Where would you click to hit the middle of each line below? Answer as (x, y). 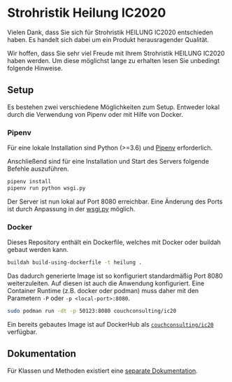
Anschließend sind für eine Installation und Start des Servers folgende (108, 162)
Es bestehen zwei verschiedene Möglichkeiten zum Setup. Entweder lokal (114, 107)
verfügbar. (22, 332)
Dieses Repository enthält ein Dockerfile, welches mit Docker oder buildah (114, 242)
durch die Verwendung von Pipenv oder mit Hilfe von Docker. (95, 114)
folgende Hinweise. (35, 68)
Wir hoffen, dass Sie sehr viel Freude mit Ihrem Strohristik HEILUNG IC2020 (116, 53)
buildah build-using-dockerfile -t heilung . (74, 263)
